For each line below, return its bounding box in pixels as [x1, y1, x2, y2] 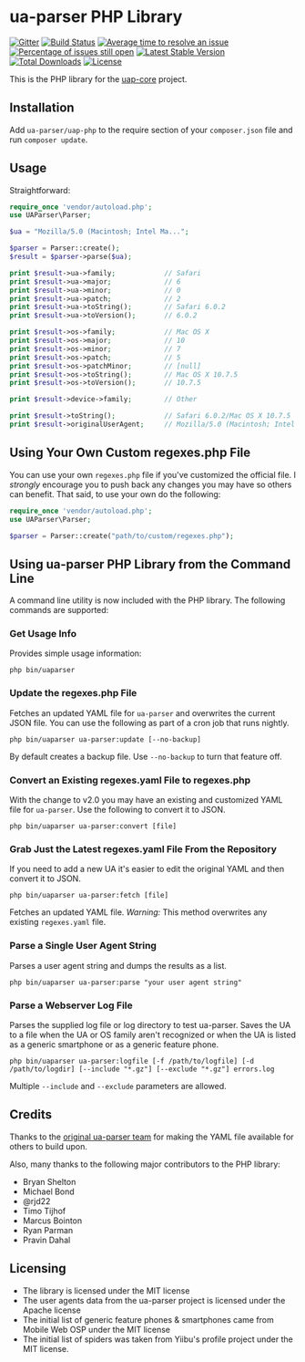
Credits [9, 1107, 53, 1123]
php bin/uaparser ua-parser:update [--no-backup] [9, 734, 202, 744]
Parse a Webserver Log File [9, 999, 134, 1012]
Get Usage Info [9, 628, 77, 640]
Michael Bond [22, 1186, 75, 1197]
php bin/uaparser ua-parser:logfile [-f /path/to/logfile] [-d [9, 1056, 255, 1066]
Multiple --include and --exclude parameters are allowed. [9, 1080, 228, 1091]
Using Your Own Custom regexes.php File [9, 445, 251, 461]
